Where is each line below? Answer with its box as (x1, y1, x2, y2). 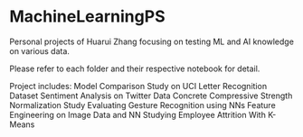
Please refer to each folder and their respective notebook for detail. (9, 63, 260, 74)
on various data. (9, 45, 71, 56)
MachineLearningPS (9, 6, 166, 27)
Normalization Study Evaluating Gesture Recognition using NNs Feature (9, 99, 276, 110)
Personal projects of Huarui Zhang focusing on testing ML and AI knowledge (9, 36, 294, 47)
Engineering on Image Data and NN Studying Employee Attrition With (9, 109, 267, 120)
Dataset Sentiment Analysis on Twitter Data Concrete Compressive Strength (9, 90, 293, 101)
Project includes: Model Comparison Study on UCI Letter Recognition (9, 80, 268, 91)
